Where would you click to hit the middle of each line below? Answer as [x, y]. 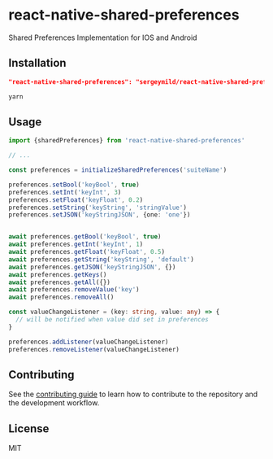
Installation [37, 63]
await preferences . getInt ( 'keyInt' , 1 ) [76, 245]
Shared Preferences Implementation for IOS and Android [103, 37]
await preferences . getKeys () [58, 274]
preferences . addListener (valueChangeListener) [89, 342]
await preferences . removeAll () [61, 297]
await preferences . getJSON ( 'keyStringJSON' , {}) [92, 267]
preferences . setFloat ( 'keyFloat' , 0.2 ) [76, 200]
